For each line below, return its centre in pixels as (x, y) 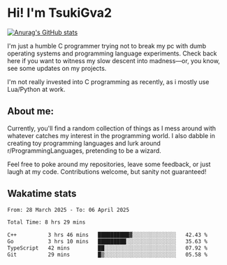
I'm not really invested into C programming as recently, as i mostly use (108, 81)
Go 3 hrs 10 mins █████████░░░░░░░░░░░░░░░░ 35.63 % (108, 242)
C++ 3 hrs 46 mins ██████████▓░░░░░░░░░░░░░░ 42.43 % (108, 235)
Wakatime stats (42, 194)
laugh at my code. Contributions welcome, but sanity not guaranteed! (107, 171)
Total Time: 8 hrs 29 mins (46, 222)
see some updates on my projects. (57, 68)
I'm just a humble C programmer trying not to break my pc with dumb (107, 46)
